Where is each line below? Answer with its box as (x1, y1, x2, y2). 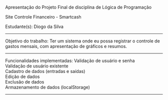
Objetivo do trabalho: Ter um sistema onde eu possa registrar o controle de (5, 38, 160, 44)
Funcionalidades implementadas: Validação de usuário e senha (5, 57, 135, 63)
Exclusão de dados (5, 79, 44, 84)
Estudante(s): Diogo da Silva (5, 23, 64, 29)
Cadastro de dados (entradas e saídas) (5, 68, 85, 74)
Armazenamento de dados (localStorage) (5, 84, 90, 90)
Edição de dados (5, 73, 40, 79)
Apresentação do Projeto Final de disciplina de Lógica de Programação (5, 4, 151, 10)
